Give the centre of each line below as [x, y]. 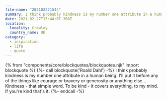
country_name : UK [28, 33]
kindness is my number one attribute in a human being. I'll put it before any [82, 75]
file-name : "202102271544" [33, 10]
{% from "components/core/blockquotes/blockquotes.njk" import [72, 65]
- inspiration [24, 42]
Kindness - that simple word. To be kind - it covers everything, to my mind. [82, 86]
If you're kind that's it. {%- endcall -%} [45, 91]
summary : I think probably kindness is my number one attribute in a [79, 14]
